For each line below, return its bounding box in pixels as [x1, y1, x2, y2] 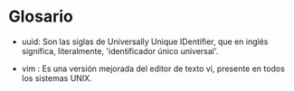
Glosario [8, 6, 73, 27]
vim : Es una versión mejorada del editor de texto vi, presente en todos [21, 63, 286, 74]
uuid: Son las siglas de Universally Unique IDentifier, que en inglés [21, 36, 269, 47]
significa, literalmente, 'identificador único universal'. [21, 45, 219, 56]
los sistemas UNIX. [21, 72, 92, 83]
